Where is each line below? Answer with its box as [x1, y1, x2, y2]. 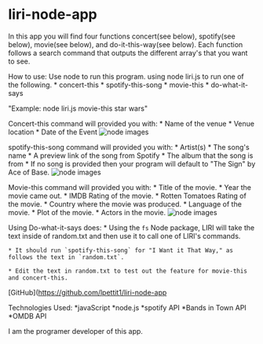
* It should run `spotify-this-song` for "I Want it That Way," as [8, 246, 234, 254]
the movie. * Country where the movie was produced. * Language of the [8, 199, 242, 209]
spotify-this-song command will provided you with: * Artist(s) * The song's [8, 142, 250, 152]
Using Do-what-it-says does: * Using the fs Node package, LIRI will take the [8, 222, 255, 232]
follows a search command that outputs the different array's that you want [8, 48, 248, 57]
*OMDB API [8, 311, 47, 320]
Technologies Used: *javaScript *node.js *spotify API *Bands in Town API [8, 302, 247, 312]
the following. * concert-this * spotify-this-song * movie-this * [8, 80, 210, 90]
